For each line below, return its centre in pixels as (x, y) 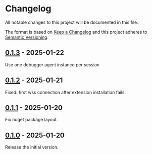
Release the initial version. (32, 147)
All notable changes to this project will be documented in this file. (72, 22)
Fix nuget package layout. (31, 120)
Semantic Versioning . (27, 37)
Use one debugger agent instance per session (52, 64)
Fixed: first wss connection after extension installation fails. (66, 92)
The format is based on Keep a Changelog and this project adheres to (76, 32)
